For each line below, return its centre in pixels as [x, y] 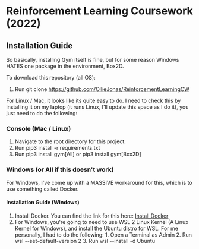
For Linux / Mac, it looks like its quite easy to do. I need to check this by [94, 100]
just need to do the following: [42, 113]
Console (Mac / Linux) [39, 128]
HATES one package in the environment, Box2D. [65, 66]
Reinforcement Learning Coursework [99, 11]
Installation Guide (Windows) [43, 203]
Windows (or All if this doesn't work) [60, 169]
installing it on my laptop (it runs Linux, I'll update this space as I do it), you [97, 107]
